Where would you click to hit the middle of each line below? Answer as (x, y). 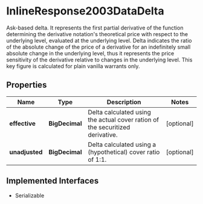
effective (23, 123)
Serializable (30, 195)
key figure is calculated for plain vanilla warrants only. (73, 66)
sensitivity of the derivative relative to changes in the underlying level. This (99, 60)
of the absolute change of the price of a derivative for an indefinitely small (98, 47)
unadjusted (26, 152)
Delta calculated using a (121, 144)
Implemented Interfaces (53, 181)
